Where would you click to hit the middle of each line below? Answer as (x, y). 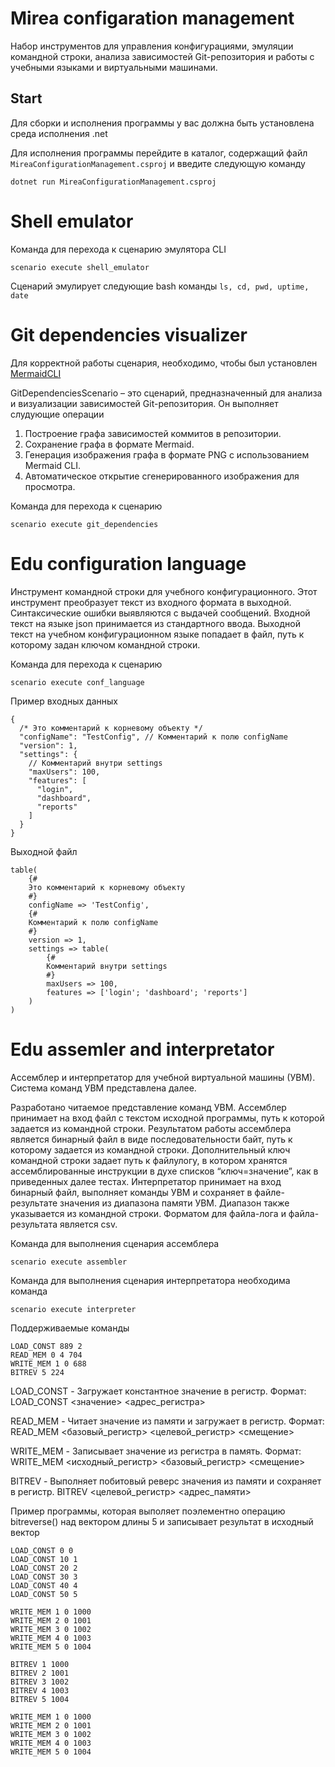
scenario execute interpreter (73, 1309)
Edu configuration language (128, 563)
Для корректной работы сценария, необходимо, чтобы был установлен (164, 363)
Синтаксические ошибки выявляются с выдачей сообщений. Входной (160, 613)
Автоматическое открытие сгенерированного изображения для (162, 476)
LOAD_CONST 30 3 (44, 1577)
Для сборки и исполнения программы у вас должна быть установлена (162, 123)
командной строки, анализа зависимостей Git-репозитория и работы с (162, 56)
